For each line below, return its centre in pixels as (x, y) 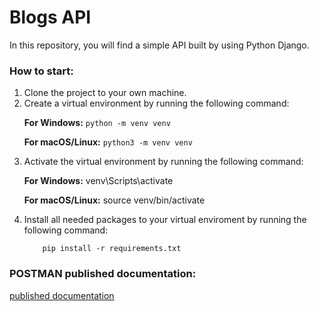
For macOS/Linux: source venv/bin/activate (114, 200)
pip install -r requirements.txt (112, 249)
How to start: (41, 71)
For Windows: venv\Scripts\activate (98, 181)
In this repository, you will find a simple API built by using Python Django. (159, 45)
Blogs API (50, 17)
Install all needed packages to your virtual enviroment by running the (165, 220)
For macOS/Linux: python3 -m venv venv (108, 142)
